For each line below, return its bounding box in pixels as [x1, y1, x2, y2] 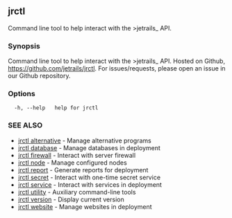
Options [8, 89, 35, 99]
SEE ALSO [8, 120, 43, 130]
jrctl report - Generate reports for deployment [17, 165, 149, 174]
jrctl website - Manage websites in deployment [17, 202, 152, 210]
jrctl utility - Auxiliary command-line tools [17, 188, 136, 196]
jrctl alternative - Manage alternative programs [17, 136, 151, 145]
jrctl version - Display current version [17, 195, 124, 203]
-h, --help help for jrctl [14, 105, 99, 111]
